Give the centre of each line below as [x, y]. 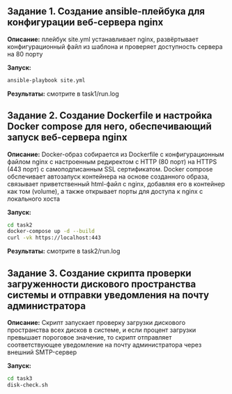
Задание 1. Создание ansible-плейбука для [106, 12]
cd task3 [20, 378]
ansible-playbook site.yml [46, 80]
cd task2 [20, 225]
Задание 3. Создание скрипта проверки [99, 273]
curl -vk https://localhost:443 [54, 238]
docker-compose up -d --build [51, 232]
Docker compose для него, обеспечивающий [110, 127]
